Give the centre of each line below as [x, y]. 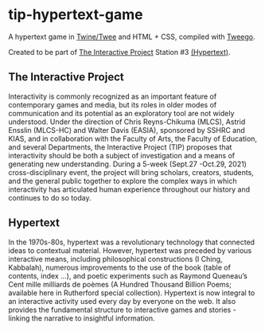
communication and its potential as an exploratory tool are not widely [121, 113]
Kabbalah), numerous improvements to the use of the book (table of [119, 267]
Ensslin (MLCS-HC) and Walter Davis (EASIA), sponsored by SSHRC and [127, 130]
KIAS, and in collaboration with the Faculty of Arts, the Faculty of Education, [132, 138]
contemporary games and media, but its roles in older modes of [113, 104]
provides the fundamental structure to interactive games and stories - [122, 310]
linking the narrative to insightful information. [82, 318]
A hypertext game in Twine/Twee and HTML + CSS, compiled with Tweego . [132, 37]
